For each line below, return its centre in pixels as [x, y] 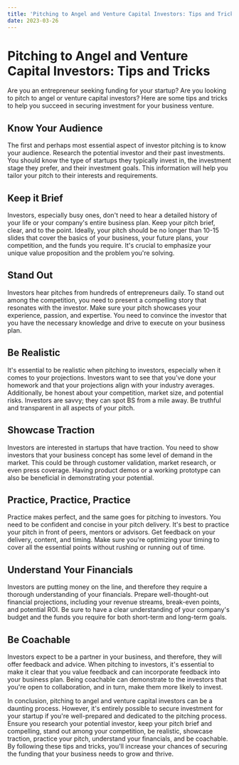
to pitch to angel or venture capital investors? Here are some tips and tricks [117, 98]
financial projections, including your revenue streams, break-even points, [115, 602]
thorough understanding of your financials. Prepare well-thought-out [108, 595]
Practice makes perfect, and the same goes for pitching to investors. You [114, 517]
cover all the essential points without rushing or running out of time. [106, 547]
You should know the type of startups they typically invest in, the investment [119, 160]
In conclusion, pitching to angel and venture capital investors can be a [110, 701]
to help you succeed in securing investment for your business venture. [111, 106]
